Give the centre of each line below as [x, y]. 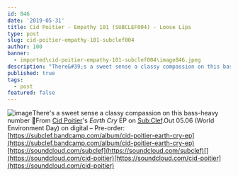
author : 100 [25, 47]
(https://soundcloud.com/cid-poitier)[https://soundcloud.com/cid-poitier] [114, 158]
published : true [31, 73]
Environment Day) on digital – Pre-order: [66, 128]
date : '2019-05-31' [36, 21]
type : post [23, 34]
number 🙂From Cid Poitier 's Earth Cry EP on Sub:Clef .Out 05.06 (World [111, 120]
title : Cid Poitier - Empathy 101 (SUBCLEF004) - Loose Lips [100, 27]
